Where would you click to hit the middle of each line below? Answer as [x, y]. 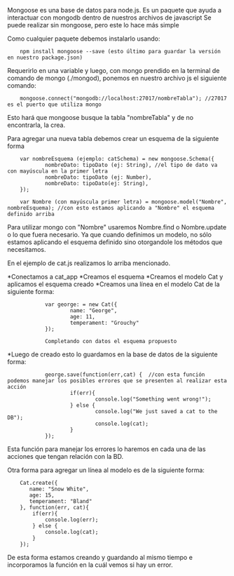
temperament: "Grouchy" [104, 323]
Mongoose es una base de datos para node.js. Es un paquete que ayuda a [115, 10]
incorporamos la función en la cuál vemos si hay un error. [90, 565]
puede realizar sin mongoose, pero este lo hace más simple [94, 25]
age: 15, [42, 495]
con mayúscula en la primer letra [58, 171]
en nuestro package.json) [45, 58]
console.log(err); [71, 520]
